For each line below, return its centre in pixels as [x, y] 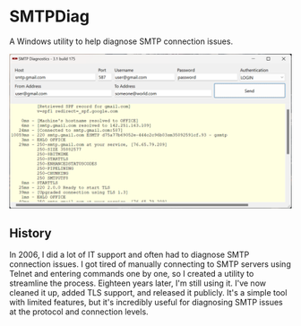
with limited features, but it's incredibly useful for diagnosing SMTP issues [146, 303]
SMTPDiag [50, 17]
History [30, 233]
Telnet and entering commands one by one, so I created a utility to [132, 274]
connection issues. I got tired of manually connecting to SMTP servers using [150, 264]
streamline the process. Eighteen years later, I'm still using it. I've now [138, 283]
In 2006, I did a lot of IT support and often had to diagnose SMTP [129, 255]
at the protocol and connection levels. [79, 312]
